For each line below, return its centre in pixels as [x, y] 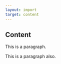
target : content [22, 14]
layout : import [21, 10]
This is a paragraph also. [30, 56]
